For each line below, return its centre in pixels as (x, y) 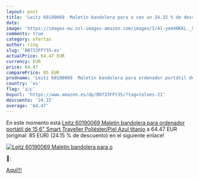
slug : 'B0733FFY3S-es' (34, 51)
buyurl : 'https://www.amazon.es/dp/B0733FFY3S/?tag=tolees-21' (86, 95)
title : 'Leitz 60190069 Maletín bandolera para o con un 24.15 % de (94, 17)
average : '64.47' (28, 106)
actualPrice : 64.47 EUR (36, 56)
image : (14, 28)
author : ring (22, 45)
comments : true (25, 34)
